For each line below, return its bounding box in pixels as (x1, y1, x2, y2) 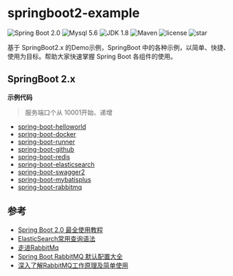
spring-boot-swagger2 (17, 167, 86, 176)
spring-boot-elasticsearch (17, 160, 95, 169)
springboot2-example (7, 5, 140, 21)
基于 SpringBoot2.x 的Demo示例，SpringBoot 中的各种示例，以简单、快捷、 (7, 43, 230, 51)
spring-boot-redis (17, 152, 71, 161)
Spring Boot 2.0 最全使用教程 (17, 225, 103, 234)
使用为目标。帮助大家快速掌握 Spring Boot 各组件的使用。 (7, 52, 177, 60)
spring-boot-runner (17, 137, 76, 146)
